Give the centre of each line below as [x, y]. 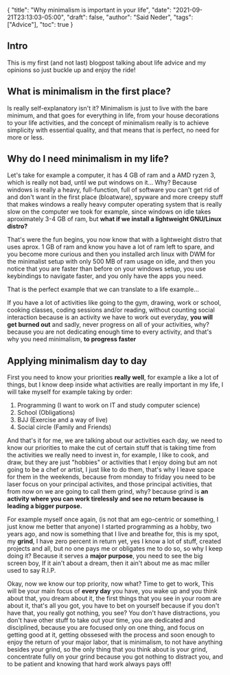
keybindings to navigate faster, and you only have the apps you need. [105, 276]
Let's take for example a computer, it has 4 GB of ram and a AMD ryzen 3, [112, 175]
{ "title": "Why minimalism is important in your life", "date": [89, 10]
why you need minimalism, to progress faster [72, 339]
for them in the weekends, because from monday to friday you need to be [112, 477]
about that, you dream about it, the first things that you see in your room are [114, 598]
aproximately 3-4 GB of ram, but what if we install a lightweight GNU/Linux [114, 219]
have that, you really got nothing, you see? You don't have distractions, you [114, 613]
